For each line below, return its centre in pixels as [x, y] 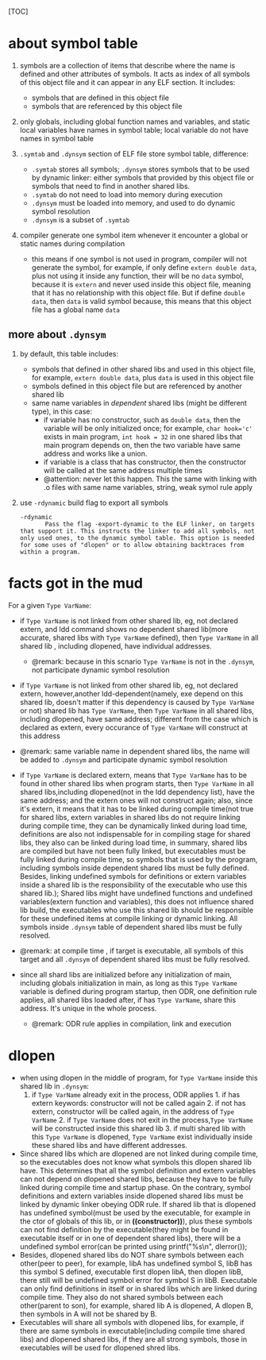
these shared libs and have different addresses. [110, 1145]
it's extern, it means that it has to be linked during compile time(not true [137, 808]
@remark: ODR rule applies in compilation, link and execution [131, 1023]
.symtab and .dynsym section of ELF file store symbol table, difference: [134, 153]
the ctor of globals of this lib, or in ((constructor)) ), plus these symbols [136, 1221]
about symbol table [73, 44]
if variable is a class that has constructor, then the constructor [145, 462]
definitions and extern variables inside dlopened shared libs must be [131, 1196]
